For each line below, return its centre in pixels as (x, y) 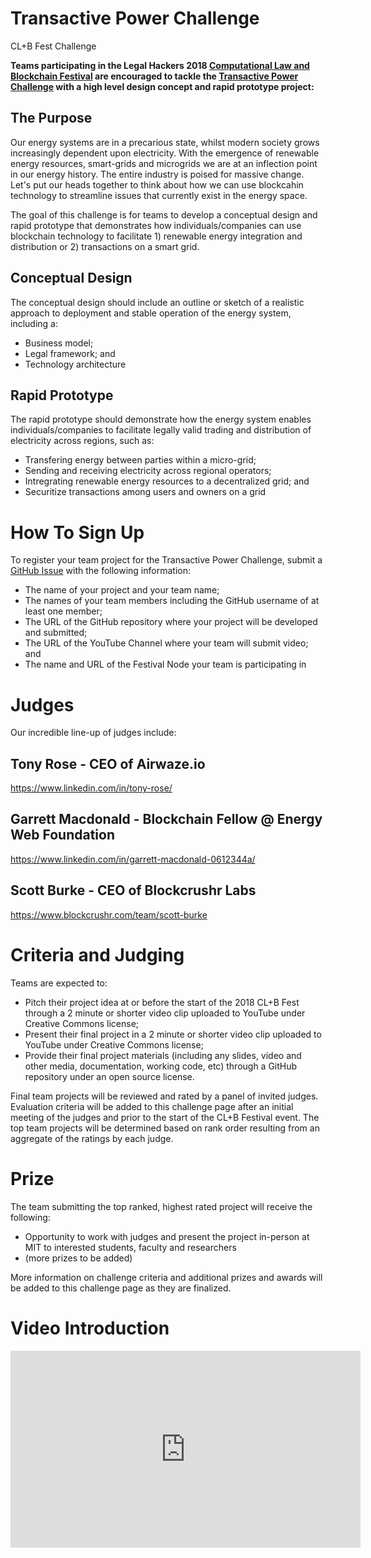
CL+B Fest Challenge (53, 46)
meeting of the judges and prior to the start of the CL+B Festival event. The (165, 1117)
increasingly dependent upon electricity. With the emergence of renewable (165, 153)
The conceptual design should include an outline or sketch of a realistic (157, 302)
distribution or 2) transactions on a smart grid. (105, 246)
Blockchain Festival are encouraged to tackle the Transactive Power (154, 76)
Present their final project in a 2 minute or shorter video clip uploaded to (173, 1034)
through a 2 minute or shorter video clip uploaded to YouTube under (165, 1013)
